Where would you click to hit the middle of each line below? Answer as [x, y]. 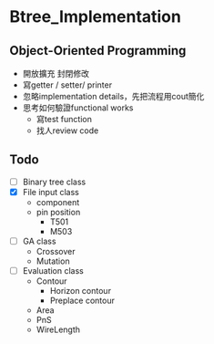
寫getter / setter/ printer [67, 85]
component [58, 202]
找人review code [67, 130]
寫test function [64, 119]
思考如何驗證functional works [78, 108]
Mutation [53, 261]
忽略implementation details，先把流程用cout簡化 [113, 96]
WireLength [58, 329]
